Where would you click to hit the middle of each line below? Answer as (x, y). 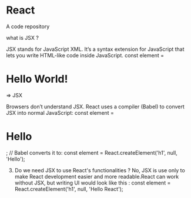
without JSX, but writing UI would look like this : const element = (93, 183)
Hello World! (37, 79)
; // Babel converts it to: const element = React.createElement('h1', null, (92, 152)
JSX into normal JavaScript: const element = (60, 112)
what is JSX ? (23, 37)
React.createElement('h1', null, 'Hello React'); (69, 189)
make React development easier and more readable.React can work (97, 176)
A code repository (28, 26)
